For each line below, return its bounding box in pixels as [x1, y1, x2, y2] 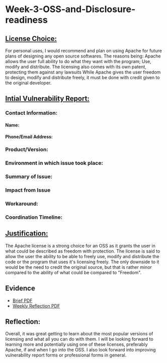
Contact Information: [5, 109, 58, 116]
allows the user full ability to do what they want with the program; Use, [5, 58, 152, 64]
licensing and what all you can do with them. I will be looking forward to [5, 336, 153, 342]
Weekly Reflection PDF [12, 302, 60, 309]
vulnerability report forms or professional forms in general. [5, 352, 127, 358]
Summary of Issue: [5, 173, 53, 180]
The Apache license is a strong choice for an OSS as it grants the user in [5, 243, 156, 249]
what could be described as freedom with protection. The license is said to [5, 248, 160, 254]
